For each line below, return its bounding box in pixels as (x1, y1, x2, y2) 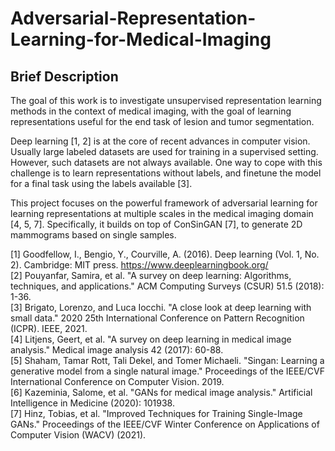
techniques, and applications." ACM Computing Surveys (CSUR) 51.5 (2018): (10, 280, 325, 292)
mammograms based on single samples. (10, 229, 177, 241)
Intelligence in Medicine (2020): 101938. (10, 397, 175, 409)
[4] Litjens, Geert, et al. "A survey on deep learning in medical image (10, 333, 292, 345)
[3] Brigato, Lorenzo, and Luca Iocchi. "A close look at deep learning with (10, 302, 312, 313)
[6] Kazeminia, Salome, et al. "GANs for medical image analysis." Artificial (10, 387, 313, 398)
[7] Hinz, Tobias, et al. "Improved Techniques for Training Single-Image (10, 408, 303, 419)
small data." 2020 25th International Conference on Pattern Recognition (10, 312, 305, 324)
